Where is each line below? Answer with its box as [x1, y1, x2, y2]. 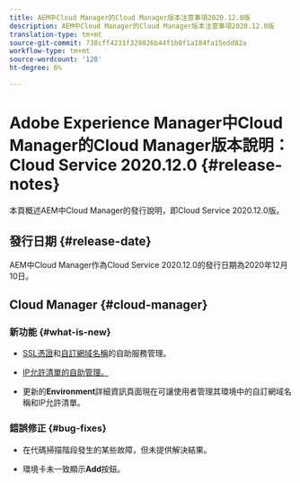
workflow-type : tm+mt [9, 47, 91, 56]
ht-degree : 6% [9, 64, 63, 73]
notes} [9, 174, 61, 194]
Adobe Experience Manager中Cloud [9, 113, 283, 133]
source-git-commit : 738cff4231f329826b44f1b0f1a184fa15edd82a [9, 38, 247, 48]
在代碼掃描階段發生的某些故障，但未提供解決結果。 [22, 444, 212, 455]
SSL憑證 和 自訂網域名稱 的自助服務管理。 [22, 348, 172, 359]
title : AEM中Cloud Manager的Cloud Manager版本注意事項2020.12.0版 [9, 13, 251, 22]
